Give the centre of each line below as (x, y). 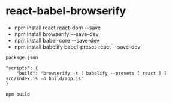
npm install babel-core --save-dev (57, 40)
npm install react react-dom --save (58, 28)
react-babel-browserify (66, 11)
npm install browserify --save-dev (57, 34)
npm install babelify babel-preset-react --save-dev (77, 47)
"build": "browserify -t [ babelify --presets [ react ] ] (92, 73)
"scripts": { (22, 68)
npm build (18, 94)
